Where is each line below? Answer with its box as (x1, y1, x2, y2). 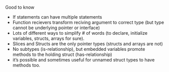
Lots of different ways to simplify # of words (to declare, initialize (12, 30, 148, 36)
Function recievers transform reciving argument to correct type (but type (12, 20, 164, 25)
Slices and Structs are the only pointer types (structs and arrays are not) (12, 41, 163, 47)
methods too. (12, 62, 40, 68)
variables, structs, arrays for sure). (12, 35, 85, 41)
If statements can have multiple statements (12, 14, 102, 20)
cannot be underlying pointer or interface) (12, 25, 100, 31)
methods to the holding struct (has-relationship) (12, 51, 112, 57)
